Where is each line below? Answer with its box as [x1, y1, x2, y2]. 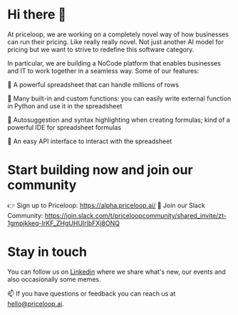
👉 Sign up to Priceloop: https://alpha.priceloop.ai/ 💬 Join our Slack [7, 201, 205, 210]
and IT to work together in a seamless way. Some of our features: [7, 66, 200, 75]
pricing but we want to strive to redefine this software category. [7, 45, 195, 53]
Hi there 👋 [7, 6, 66, 23]
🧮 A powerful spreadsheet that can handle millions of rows [7, 80, 180, 88]
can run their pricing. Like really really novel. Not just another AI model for [7, 37, 224, 46]
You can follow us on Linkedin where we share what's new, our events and [7, 267, 226, 276]
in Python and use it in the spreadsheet [7, 101, 123, 110]
